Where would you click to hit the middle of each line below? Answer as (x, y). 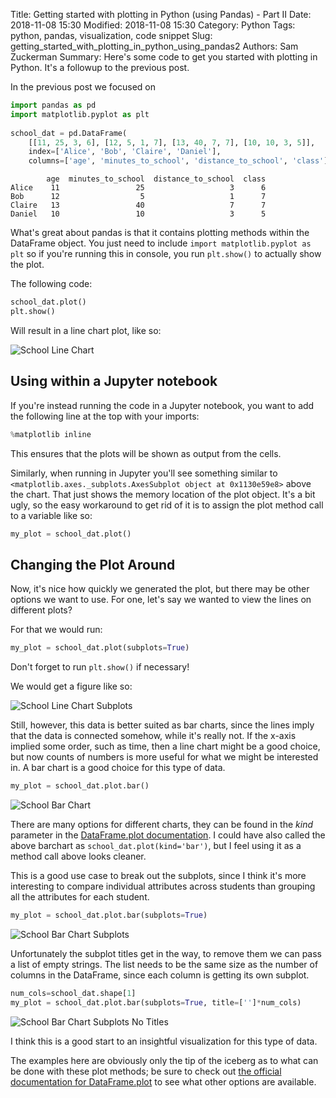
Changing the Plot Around (93, 564)
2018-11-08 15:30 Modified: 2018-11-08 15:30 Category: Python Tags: (153, 25)
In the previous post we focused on (83, 87)
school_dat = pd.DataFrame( (69, 133)
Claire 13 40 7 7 (138, 205)
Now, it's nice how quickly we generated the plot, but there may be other (160, 589)
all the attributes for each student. (80, 897)
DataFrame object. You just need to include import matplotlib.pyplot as (161, 243)
